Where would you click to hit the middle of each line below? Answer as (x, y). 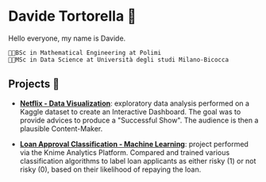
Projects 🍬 (34, 84)
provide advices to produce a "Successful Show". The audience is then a (139, 120)
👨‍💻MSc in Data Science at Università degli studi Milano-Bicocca (118, 60)
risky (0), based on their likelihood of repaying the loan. (110, 169)
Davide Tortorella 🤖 (72, 16)
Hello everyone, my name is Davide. (67, 38)
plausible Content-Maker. (61, 128)
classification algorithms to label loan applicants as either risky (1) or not (138, 161)
